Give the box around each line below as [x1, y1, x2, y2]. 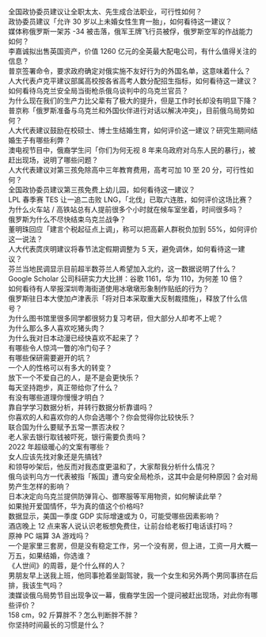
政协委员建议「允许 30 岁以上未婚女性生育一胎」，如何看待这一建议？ [8, 17, 233, 26]
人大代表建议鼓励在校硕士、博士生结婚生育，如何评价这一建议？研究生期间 [8, 126, 251, 135]
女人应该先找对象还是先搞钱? [8, 452, 103, 461]
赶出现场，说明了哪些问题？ [8, 155, 99, 165]
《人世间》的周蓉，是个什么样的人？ [8, 561, 127, 570]
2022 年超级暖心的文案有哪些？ [8, 442, 111, 451]
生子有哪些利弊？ [14, 135, 71, 145]
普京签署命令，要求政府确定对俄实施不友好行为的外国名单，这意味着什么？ [8, 66, 251, 75]
